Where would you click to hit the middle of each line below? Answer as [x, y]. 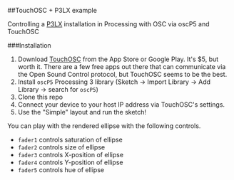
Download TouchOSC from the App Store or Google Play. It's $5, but [118, 59]
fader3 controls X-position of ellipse [70, 155]
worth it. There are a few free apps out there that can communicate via [122, 67]
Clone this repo [40, 97]
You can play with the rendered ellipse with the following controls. [104, 126]
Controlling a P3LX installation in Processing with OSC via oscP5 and [108, 24]
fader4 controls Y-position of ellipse [70, 162]
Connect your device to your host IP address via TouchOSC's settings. [121, 105]
